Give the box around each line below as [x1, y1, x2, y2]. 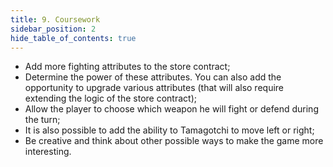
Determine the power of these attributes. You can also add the [24, 71, 282, 83]
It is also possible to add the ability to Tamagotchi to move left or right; [24, 124, 315, 136]
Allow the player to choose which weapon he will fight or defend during [24, 103, 319, 115]
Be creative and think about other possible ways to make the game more [24, 135, 324, 147]
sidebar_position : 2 [10, 24, 97, 34]
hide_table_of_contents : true [10, 33, 137, 43]
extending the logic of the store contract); [24, 92, 197, 105]
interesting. [24, 146, 72, 158]
